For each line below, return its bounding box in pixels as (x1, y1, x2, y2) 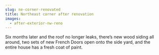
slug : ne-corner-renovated (5, 7, 61, 12)
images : (5, 16, 21, 21)
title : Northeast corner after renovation (5, 12, 94, 17)
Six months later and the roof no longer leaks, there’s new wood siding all (5, 34, 154, 40)
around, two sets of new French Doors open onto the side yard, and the (5, 39, 151, 45)
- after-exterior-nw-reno (9, 20, 63, 26)
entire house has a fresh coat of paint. (5, 44, 83, 50)
